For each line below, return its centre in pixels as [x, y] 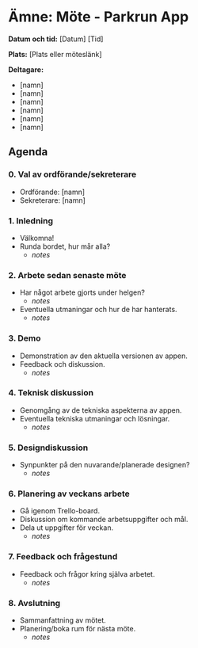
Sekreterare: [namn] [52, 200]
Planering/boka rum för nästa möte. [78, 629]
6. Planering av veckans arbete [69, 494]
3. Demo [25, 338]
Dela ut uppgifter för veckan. [66, 528]
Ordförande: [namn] [52, 192]
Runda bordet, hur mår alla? [65, 246]
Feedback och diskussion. [62, 364]
